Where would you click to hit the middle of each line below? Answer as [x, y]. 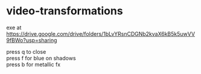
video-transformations [65, 11]
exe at [14, 27]
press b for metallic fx [33, 64]
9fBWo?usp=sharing [32, 40]
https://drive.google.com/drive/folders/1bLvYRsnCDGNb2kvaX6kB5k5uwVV [101, 33]
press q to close [26, 51]
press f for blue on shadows [41, 58]
